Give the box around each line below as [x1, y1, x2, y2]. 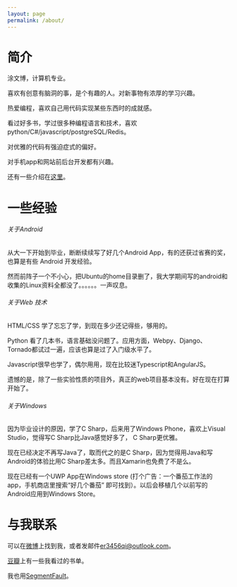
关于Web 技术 [7, 298, 47, 307]
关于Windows [7, 401, 47, 409]
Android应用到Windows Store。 [7, 490, 99, 498]
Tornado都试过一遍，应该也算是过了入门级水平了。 [7, 345, 155, 354]
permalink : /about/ [7, 17, 65, 24]
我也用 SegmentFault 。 [7, 571, 73, 580]
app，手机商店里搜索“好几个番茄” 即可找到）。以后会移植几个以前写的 [7, 481, 208, 490]
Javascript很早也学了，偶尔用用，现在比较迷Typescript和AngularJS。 [7, 360, 210, 369]
